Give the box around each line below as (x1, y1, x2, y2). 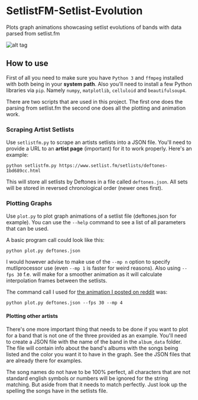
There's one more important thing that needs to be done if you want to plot (6, 326, 189, 333)
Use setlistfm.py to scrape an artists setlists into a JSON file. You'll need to (6, 139, 191, 146)
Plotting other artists (6, 312, 58, 319)
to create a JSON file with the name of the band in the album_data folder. (6, 338, 182, 345)
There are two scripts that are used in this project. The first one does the (6, 98, 183, 105)
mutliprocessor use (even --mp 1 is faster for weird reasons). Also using (6, 264, 181, 272)
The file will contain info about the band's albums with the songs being (6, 344, 178, 352)
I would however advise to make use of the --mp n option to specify (6, 258, 170, 265)
